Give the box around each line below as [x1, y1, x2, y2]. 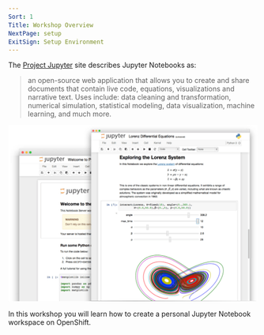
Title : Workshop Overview [8, 21, 93, 29]
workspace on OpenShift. [8, 318, 92, 327]
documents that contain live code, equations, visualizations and [27, 84, 235, 94]
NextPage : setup [8, 29, 62, 37]
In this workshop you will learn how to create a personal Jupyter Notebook [8, 309, 251, 319]
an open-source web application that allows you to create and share [27, 76, 251, 85]
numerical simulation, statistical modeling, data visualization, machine [27, 101, 255, 111]
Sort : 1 [8, 13, 34, 21]
